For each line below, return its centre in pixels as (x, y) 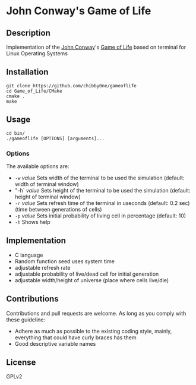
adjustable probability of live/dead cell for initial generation (87, 274)
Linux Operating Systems (37, 53)
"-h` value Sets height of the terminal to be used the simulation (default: (103, 190)
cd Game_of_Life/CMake (34, 91)
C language (29, 255)
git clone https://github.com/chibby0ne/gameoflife (71, 86)
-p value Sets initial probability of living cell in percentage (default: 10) (100, 216)
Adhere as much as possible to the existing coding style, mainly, (93, 331)
